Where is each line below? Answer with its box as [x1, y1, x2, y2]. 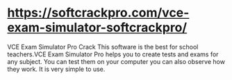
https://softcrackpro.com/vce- [7, 5, 190, 21]
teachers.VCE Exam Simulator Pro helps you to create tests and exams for [7, 50, 219, 58]
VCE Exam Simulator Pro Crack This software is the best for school [7, 42, 199, 51]
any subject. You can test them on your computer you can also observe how [7, 57, 226, 65]
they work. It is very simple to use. [7, 65, 106, 73]
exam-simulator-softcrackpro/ [7, 19, 188, 35]
